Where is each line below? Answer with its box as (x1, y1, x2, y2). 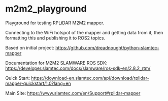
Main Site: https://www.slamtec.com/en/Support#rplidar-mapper (5, 90, 141, 96)
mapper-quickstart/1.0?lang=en (5, 80, 71, 86)
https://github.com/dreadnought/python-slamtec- (55, 44, 160, 50)
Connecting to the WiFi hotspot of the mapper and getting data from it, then (5, 29, 163, 35)
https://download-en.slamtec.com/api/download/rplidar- (31, 75, 150, 81)
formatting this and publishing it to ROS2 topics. (5, 35, 106, 41)
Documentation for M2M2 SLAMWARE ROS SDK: (5, 60, 108, 66)
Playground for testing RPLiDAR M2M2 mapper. (5, 20, 105, 26)
